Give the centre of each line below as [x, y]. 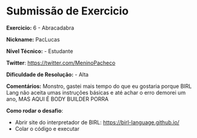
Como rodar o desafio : [35, 110]
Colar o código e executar [47, 128]
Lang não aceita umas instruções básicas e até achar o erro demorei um [96, 92]
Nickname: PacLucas [33, 39]
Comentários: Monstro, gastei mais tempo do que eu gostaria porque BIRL [99, 86]
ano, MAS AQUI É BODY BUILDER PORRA [58, 99]
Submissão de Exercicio [67, 11]
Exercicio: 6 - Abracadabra [40, 28]
